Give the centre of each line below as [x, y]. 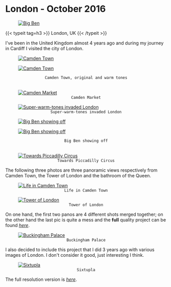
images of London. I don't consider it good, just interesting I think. [75, 255]
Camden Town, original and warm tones [86, 77]
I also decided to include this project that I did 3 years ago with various [80, 250]
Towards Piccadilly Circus [86, 160]
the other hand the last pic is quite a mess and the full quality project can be [86, 220]
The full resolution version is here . [41, 279]
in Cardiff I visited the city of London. [44, 48]
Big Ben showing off [86, 141]
